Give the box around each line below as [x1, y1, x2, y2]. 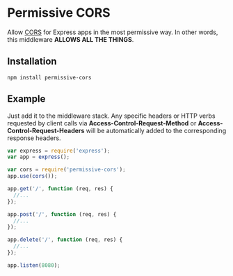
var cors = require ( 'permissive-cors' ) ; [7, 166, 127, 174]
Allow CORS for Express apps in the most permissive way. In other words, [7, 28, 218, 36]
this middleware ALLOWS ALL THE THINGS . [7, 35, 134, 43]
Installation [7, 56, 57, 68]
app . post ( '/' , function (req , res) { [7, 210, 117, 217]
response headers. [7, 134, 61, 142]
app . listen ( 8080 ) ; [7, 261, 61, 269]
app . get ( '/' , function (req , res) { [7, 185, 113, 192]
